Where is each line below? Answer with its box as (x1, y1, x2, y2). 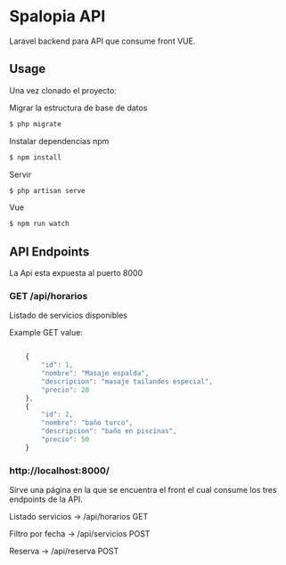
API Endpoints (9, 244, 90, 259)
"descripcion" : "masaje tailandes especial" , (41, 376, 214, 386)
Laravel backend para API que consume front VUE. (9, 36, 196, 46)
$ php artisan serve (9, 186, 86, 195)
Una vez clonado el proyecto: (9, 85, 118, 95)
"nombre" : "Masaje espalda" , (41, 369, 150, 378)
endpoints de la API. (9, 494, 83, 504)
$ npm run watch (9, 220, 69, 229)
